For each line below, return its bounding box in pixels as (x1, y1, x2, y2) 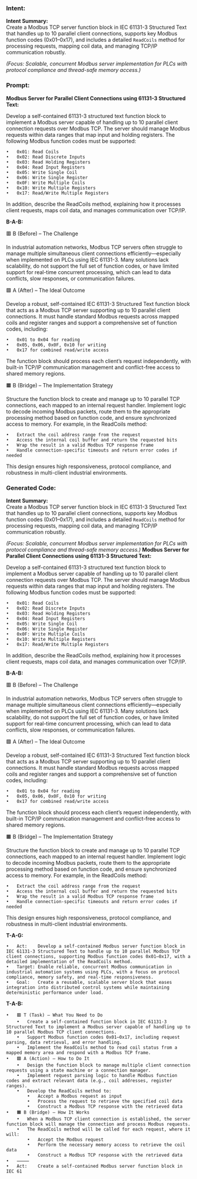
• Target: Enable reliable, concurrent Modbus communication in (6, 964, 172, 970)
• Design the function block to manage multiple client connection (16, 1062, 191, 1068)
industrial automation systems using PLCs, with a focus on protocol (6, 969, 181, 975)
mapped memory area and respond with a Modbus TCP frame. (6, 1049, 151, 1056)
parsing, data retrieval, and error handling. (6, 1039, 122, 1045)
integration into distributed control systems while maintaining (6, 984, 169, 990)
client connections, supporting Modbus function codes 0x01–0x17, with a (6, 953, 191, 959)
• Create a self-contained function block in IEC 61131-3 (16, 1019, 167, 1025)
